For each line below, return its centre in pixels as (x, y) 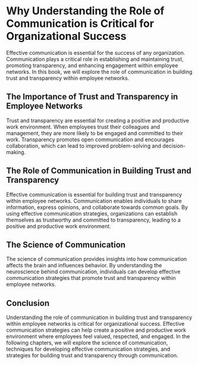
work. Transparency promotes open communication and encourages (90, 139)
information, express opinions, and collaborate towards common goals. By (97, 207)
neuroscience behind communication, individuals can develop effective (93, 272)
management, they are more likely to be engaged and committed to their (95, 133)
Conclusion (28, 303)
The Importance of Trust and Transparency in (92, 97)
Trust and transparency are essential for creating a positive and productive (98, 120)
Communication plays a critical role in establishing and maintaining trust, (95, 59)
